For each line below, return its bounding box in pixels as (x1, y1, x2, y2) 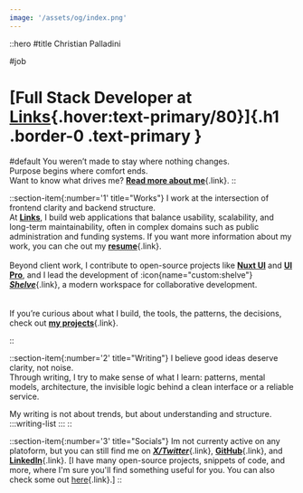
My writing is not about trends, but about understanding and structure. (9, 408, 272, 419)
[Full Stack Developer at (9, 87, 193, 108)
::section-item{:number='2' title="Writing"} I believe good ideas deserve (9, 352, 279, 363)
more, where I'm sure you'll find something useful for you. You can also (9, 464, 276, 475)
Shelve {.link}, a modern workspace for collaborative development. (9, 279, 258, 289)
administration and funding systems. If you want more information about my (9, 231, 292, 242)
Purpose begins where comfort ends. (9, 165, 148, 176)
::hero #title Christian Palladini (9, 38, 121, 49)
